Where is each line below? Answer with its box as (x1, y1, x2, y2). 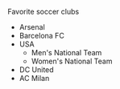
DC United (19, 65, 54, 75)
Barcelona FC (19, 31, 65, 40)
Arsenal (19, 22, 45, 31)
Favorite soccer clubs (7, 7, 80, 16)
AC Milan (19, 74, 50, 83)
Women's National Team (31, 56, 113, 66)
